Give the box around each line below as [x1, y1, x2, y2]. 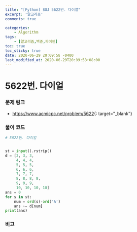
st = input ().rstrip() [5, 149, 52, 154]
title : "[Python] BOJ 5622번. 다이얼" [5, 7, 81, 12]
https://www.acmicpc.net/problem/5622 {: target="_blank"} [12, 111, 133, 116]
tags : [5, 35, 16, 39]
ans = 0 [5, 190, 21, 195]
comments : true [5, 16, 36, 21]
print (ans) [5, 208, 28, 213]
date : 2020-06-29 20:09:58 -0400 [5, 53, 74, 58]
